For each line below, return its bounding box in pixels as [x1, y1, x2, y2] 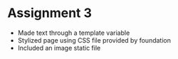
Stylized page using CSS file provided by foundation [17, 36, 171, 44]
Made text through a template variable [17, 28, 130, 37]
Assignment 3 [7, 5, 93, 21]
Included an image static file [17, 43, 101, 52]
